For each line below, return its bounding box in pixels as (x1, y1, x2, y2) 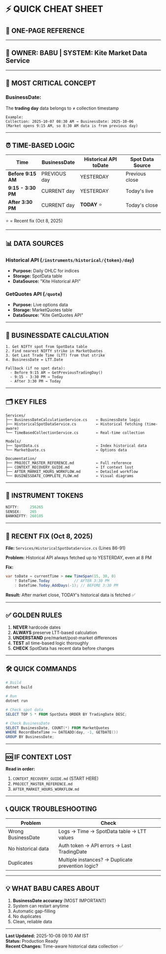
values (58, 834, 74, 841)
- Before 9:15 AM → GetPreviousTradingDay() (10, 370, 103, 375)
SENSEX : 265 (5, 509, 37, 514)
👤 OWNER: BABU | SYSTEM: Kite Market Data (5, 49, 147, 57)
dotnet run (5, 698, 28, 703)
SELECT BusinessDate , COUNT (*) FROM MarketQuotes (5, 725, 110, 730)
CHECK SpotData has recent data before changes (12, 645, 115, 651)
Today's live (126, 188, 154, 194)
